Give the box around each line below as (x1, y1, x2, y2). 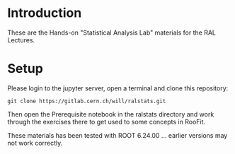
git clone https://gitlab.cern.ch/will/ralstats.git (7, 97, 166, 105)
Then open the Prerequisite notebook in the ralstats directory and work (7, 109, 214, 118)
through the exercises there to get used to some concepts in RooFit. (7, 117, 206, 126)
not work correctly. (7, 138, 63, 147)
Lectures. (7, 35, 35, 44)
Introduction (7, 5, 82, 21)
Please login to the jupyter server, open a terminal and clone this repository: (7, 83, 229, 93)
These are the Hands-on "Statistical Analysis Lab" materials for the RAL (7, 28, 216, 37)
